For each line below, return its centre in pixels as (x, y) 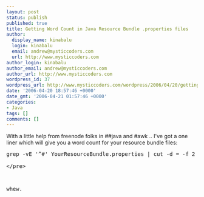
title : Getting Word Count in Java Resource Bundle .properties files (97, 29)
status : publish (27, 18)
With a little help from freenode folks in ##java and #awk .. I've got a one (97, 136)
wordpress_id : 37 (28, 79)
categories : (21, 102)
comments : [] (23, 119)
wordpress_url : (25, 85)
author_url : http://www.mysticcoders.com (59, 74)
